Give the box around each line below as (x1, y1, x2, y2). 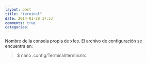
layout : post (5, 7, 32, 12)
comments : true (5, 20, 36, 25)
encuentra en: (5, 43, 33, 49)
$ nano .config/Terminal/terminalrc (16, 52, 87, 58)
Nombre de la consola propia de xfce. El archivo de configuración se (5, 38, 142, 44)
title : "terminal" (5, 12, 42, 16)
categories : (5, 25, 29, 30)
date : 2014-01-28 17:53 (5, 16, 53, 21)
